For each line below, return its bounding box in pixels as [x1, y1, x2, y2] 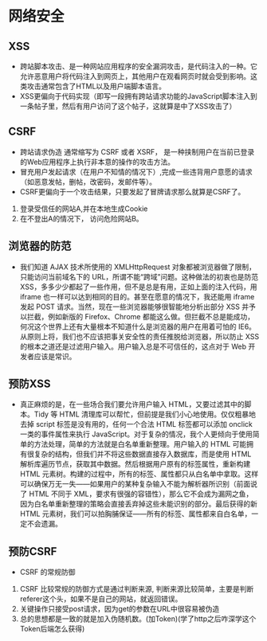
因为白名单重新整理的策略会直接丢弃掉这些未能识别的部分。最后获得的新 [19, 499, 257, 509]
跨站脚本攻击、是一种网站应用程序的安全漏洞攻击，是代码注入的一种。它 [19, 61, 257, 71]
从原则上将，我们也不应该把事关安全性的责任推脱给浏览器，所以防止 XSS [19, 331, 260, 341]
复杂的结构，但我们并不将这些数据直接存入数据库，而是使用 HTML [33, 449, 252, 459]
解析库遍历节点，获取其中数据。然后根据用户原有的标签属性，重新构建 [19, 459, 251, 469]
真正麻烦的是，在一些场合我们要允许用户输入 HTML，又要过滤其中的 [19, 400, 245, 409]
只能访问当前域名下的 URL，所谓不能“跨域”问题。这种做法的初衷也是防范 [19, 272, 259, 281]
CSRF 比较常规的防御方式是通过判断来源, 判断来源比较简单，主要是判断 [19, 584, 254, 594]
